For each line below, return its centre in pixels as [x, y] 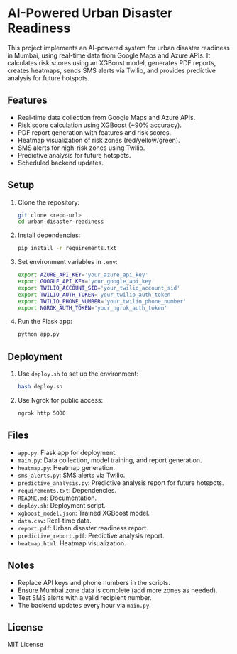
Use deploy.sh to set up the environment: [78, 374]
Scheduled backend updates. [61, 163]
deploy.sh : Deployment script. [62, 505]
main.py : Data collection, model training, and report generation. [110, 460]
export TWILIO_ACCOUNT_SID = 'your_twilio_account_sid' [99, 288]
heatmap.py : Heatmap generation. [66, 467]
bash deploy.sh [40, 387]
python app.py [38, 334]
